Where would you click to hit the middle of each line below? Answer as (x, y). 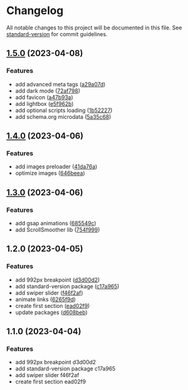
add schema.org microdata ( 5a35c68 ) (63, 116)
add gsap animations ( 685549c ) (56, 223)
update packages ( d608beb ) (51, 312)
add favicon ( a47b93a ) (44, 97)
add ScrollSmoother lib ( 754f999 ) (58, 230)
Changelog (35, 11)
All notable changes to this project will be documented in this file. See (94, 28)
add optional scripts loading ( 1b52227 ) (64, 110)
